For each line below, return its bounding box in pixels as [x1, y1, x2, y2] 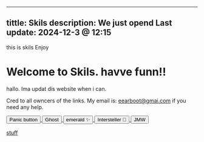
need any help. [6, 103, 44, 110]
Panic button [9, 116, 38, 122]
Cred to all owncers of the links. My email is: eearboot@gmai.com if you [6, 97, 186, 104]
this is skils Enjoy [6, 43, 49, 51]
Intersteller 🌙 [97, 116, 127, 122]
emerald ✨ [66, 116, 90, 122]
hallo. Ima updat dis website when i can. [6, 85, 107, 92]
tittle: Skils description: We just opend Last [6, 18, 172, 28]
